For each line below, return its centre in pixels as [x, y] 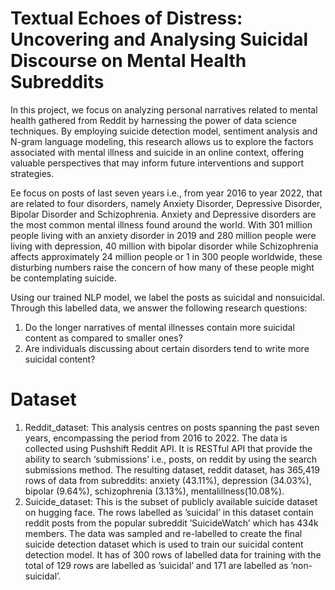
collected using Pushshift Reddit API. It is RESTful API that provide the [168, 448]
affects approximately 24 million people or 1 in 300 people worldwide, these [166, 256]
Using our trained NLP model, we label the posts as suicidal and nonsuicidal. [168, 297]
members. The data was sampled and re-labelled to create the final [163, 533]
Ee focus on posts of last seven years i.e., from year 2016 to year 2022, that [166, 193]
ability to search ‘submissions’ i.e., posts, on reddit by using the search [171, 459]
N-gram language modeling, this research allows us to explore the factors [162, 141]
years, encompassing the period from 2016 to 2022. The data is [156, 438]
